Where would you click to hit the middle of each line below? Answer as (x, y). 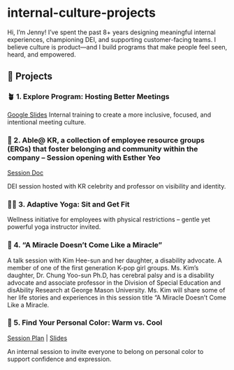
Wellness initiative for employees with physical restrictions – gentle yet (109, 220)
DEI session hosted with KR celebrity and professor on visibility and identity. (117, 186)
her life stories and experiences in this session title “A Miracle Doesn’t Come (117, 297)
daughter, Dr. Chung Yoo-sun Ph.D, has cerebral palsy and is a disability (111, 275)
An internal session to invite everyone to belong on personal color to (105, 351)
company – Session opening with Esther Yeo (84, 157)
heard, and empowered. (42, 54)
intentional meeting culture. (46, 122)
